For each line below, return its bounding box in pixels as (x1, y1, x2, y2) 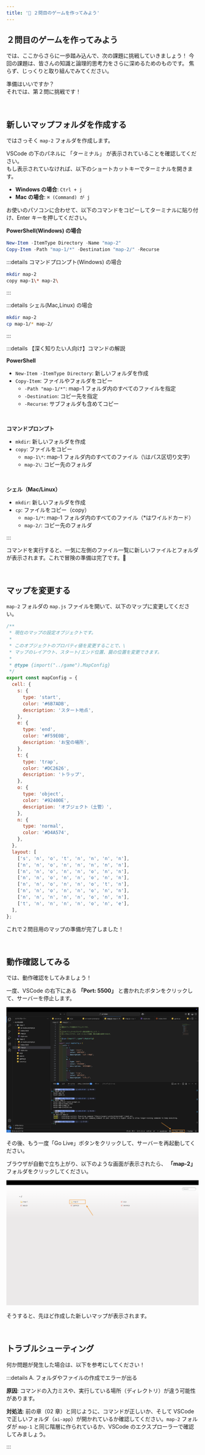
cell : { (12, 682, 32, 688)
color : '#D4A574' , (22, 830, 70, 836)
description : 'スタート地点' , (22, 707, 94, 713)
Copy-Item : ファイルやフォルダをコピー (15, 377, 113, 385)
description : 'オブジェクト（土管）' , (22, 804, 112, 810)
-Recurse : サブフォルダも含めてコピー (24, 400, 119, 407)
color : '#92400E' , (22, 797, 70, 803)
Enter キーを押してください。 (16, 214, 90, 221)
